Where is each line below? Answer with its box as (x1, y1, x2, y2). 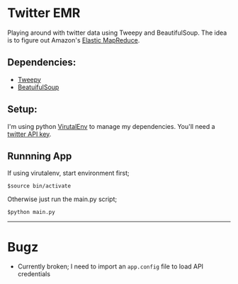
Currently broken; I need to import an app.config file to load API (17, 262, 204, 271)
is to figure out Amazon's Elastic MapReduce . (7, 35, 140, 44)
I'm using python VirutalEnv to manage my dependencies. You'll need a (7, 122, 215, 130)
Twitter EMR (7, 5, 81, 21)
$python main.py (7, 209, 55, 216)
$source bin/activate (7, 183, 72, 190)
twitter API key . (7, 130, 52, 138)
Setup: (7, 103, 38, 115)
